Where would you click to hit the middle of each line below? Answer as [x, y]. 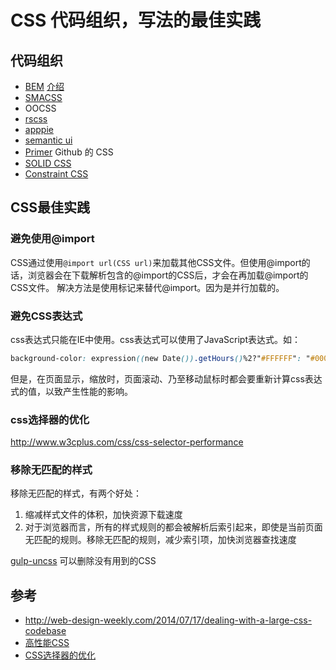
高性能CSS [47, 643]
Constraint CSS [56, 174]
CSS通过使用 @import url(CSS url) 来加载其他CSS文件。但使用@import [156, 262]
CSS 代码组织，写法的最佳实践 [136, 20]
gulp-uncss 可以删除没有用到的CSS [83, 561]
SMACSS [43, 97]
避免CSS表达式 [46, 316]
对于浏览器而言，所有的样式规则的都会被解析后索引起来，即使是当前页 [169, 527]
